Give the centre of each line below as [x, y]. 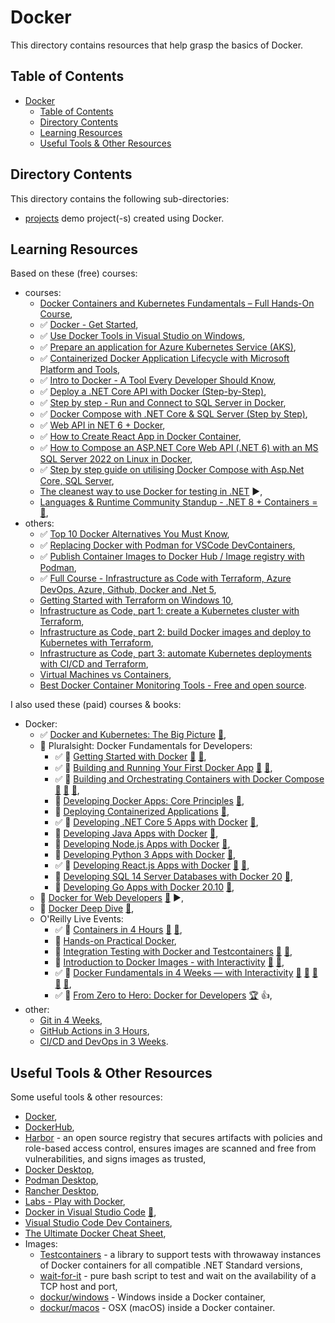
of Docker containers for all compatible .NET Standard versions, [171, 1265]
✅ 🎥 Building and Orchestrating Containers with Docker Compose [189, 779]
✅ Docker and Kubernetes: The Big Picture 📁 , [133, 735]
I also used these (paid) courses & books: [96, 705]
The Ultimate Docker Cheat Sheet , [95, 1233]
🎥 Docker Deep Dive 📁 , [87, 908]
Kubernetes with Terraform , [96, 643]
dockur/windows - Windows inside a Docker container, [152, 1297]
